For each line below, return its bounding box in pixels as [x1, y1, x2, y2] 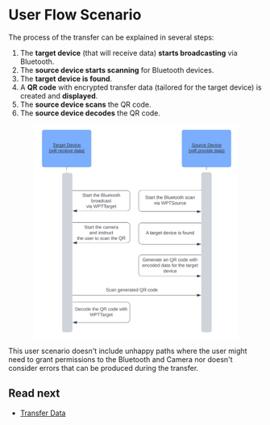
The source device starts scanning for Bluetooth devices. [19, 65, 214, 74]
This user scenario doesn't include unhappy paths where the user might [8, 346, 247, 356]
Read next [8, 386, 60, 401]
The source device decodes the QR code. [19, 107, 161, 118]
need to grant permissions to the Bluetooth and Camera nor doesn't [8, 355, 233, 364]
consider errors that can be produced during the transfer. [8, 364, 199, 373]
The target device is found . [19, 74, 113, 83]
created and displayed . [19, 90, 98, 100]
